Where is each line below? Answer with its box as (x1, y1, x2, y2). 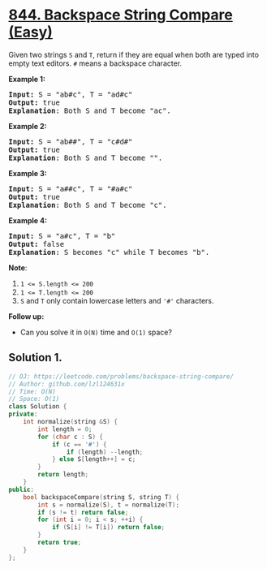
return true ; (37, 538, 82, 546)
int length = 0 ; (37, 425, 93, 433)
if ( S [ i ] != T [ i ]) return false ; (51, 524, 166, 532)
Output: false (8, 239, 65, 248)
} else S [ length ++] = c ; (51, 455, 136, 463)
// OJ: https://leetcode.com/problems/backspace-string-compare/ (8, 372, 234, 381)
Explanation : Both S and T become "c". (8, 200, 167, 209)
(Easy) (8, 23, 53, 41)
